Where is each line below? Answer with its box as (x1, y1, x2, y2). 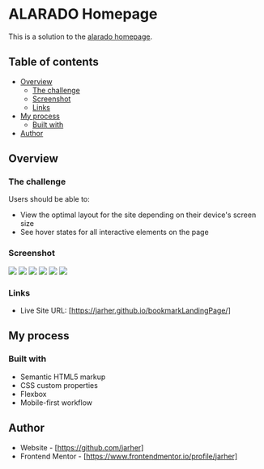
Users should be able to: (8, 194, 91, 204)
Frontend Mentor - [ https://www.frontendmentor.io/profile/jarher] (19, 451, 238, 461)
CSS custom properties (19, 380, 99, 390)
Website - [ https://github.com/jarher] (19, 442, 144, 452)
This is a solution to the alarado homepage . (8, 32, 152, 41)
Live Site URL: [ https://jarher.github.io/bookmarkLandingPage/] (19, 305, 231, 316)
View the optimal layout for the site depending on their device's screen (19, 210, 257, 220)
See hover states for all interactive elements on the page (19, 228, 209, 237)
